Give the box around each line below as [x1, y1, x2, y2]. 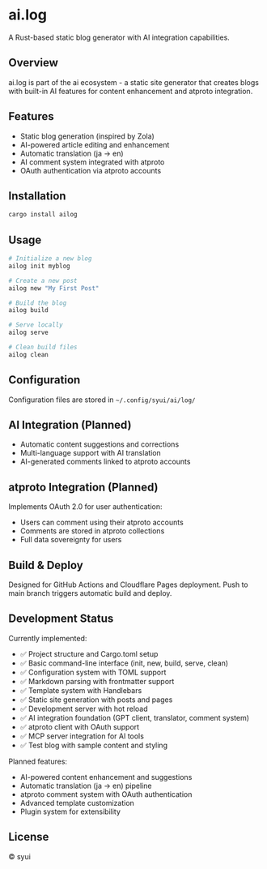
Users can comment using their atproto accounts [19, 517, 184, 528]
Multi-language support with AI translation [19, 448, 162, 458]
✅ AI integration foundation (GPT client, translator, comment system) [19, 713, 249, 722]
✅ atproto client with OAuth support [19, 721, 140, 731]
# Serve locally [8, 321, 63, 329]
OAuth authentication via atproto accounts [19, 165, 162, 175]
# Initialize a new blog [8, 255, 92, 263]
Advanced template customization [19, 798, 135, 807]
